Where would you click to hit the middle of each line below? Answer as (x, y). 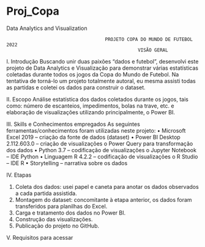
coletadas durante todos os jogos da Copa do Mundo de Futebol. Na (93, 74)
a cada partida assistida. (46, 193)
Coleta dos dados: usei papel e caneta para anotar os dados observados (107, 186)
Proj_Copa (33, 11)
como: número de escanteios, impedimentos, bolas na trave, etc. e (90, 106)
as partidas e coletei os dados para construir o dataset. (76, 87)
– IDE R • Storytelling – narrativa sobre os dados (67, 163)
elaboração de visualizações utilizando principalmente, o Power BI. (91, 112)
